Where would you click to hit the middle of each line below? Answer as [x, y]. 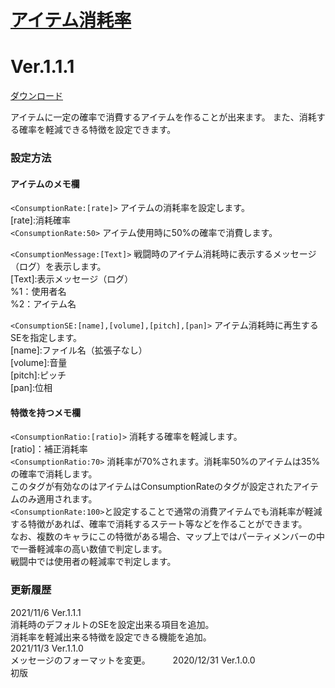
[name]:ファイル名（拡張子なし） [79, 350]
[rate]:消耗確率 [40, 220]
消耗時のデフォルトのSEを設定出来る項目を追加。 [112, 624]
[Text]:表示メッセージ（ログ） [72, 279]
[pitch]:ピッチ [38, 375]
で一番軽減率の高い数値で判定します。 [89, 549]
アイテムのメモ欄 [45, 183]
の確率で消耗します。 [54, 474]
